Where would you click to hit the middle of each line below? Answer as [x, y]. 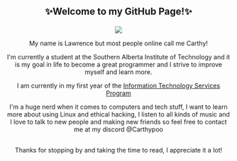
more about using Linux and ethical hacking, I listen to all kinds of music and [118, 114]
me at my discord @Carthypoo [118, 129]
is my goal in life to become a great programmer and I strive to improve [118, 65]
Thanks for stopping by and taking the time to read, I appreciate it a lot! [118, 150]
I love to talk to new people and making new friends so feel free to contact [118, 122]
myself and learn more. [118, 72]
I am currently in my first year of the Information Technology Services [118, 86]
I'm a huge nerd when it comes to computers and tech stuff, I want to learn [118, 107]
